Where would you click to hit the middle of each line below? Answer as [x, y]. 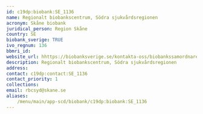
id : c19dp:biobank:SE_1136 [40, 12]
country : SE [21, 34]
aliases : [17, 96]
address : [17, 68]
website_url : [23, 57]
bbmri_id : [19, 51]
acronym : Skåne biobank [36, 23]
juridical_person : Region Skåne [47, 29]
